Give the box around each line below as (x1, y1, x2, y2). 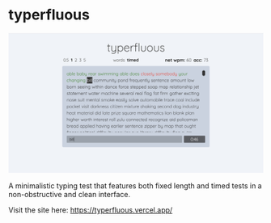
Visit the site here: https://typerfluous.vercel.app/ (8, 205, 173, 215)
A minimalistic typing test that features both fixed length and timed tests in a (8, 181, 262, 191)
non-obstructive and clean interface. (8, 190, 131, 200)
